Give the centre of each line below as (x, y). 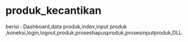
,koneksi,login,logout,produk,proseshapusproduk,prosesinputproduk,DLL (94, 32)
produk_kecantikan (54, 11)
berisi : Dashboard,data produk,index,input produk (66, 26)
